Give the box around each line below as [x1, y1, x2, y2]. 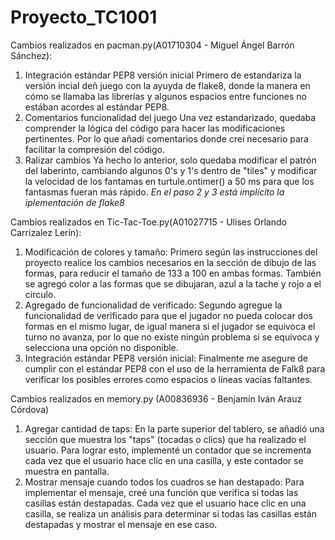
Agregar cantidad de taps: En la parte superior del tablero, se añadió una [24, 422, 325, 435]
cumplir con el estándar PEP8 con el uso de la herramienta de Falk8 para [24, 362, 326, 375]
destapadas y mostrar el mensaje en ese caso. [24, 518, 218, 530]
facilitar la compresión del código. [24, 143, 165, 155]
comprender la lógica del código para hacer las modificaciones [24, 122, 286, 134]
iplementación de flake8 [24, 196, 125, 208]
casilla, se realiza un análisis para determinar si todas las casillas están [24, 507, 317, 520]
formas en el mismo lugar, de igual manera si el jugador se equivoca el [24, 320, 316, 332]
